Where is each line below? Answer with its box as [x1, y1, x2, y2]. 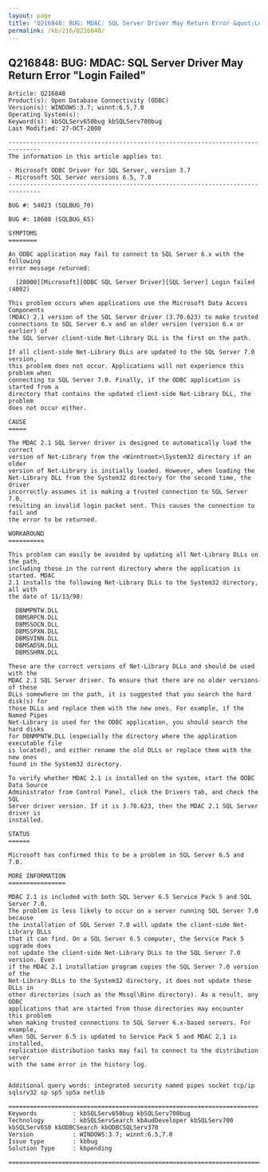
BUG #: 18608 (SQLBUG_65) [8, 216, 94, 224]
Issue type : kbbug [8, 1138, 98, 1146]
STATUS [8, 830, 30, 838]
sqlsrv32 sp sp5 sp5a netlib [8, 1089, 105, 1097]
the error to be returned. [8, 516, 98, 524]
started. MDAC [8, 572, 56, 580]
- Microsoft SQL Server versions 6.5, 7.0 [8, 173, 152, 182]
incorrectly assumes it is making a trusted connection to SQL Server [8, 488, 248, 496]
